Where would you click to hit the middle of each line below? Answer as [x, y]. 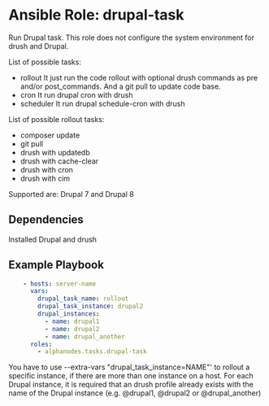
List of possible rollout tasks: [56, 119]
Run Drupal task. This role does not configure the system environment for [131, 37]
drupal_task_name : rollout [83, 299]
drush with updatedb [55, 152]
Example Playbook [56, 265]
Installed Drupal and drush [53, 239]
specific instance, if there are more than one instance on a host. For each [131, 376]
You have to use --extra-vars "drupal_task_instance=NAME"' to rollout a [129, 367]
